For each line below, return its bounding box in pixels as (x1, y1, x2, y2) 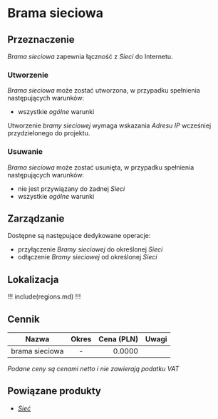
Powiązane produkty (7, 385, 101, 397)
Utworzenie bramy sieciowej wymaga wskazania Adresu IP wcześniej (7, 121, 212, 130)
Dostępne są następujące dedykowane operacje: (7, 232, 151, 240)
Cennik (7, 313, 41, 325)
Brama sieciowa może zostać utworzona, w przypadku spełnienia (7, 86, 201, 95)
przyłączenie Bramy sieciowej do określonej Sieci (17, 245, 163, 254)
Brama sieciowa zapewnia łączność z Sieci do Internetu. (7, 52, 173, 61)
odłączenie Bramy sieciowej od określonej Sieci (17, 253, 157, 262)
